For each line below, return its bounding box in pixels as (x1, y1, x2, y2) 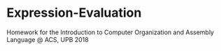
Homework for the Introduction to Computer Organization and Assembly (6, 28, 215, 36)
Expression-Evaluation (6, 5, 142, 21)
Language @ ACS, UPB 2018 (6, 35, 89, 43)
